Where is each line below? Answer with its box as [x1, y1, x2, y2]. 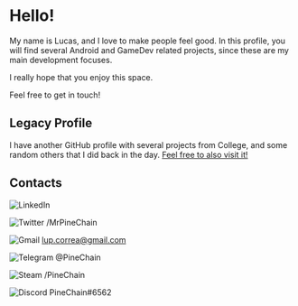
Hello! [9, 5, 55, 26]
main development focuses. [9, 54, 113, 65]
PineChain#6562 [49, 286, 112, 298]
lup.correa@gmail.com [42, 234, 126, 245]
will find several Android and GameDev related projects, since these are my [9, 44, 289, 55]
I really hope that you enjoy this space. [9, 71, 154, 82]
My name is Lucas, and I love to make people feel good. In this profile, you [9, 35, 286, 46]
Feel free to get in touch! [9, 89, 101, 100]
